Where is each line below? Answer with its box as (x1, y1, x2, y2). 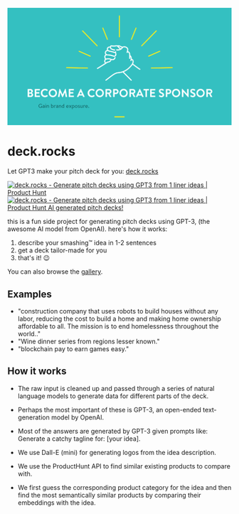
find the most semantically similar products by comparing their (17, 491, 201, 499)
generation (17, 413, 50, 422)
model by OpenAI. (51, 413, 105, 422)
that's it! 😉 (17, 254, 51, 262)
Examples (7, 288, 52, 300)
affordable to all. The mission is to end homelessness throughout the (17, 322, 219, 331)
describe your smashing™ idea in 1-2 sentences (17, 239, 156, 247)
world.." (17, 330, 41, 338)
